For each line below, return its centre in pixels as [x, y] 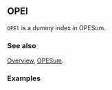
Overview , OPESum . [35, 60]
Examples [24, 78]
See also [22, 45]
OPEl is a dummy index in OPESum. [56, 27]
